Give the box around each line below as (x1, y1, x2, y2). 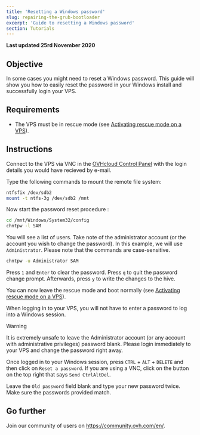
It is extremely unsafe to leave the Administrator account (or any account (6, 334, 186, 341)
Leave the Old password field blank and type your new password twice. (6, 382, 181, 390)
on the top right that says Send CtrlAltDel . (6, 371, 112, 378)
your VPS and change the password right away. (6, 347, 124, 354)
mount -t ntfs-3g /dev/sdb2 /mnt (6, 195, 90, 201)
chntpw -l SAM (6, 223, 42, 229)
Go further (6, 406, 46, 417)
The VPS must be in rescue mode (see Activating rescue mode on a (14, 121, 182, 128)
